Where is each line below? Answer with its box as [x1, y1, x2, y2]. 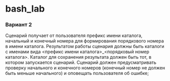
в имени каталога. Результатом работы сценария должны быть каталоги [5, 44, 164, 50]
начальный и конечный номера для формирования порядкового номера [5, 38, 164, 44]
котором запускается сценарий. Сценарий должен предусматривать [5, 59, 157, 66]
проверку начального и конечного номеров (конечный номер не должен [5, 65, 165, 71]
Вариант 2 [5, 21, 32, 28]
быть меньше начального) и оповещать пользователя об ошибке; [5, 70, 149, 76]
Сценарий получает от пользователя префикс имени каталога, [5, 32, 143, 38]
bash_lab [5, 3, 45, 15]
